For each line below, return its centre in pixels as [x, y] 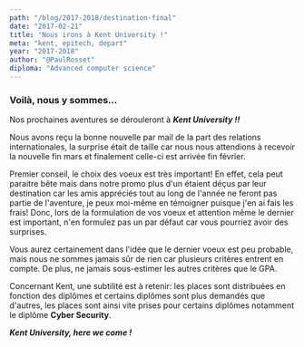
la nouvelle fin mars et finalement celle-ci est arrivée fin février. [128, 157]
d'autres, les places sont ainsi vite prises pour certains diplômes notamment [152, 305]
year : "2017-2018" [44, 52]
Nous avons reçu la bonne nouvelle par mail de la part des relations [135, 138]
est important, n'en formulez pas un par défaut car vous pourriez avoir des [149, 222]
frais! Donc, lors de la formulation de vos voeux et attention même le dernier [152, 213]
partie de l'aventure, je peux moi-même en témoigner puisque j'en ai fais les [152, 203]
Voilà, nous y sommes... [64, 100]
